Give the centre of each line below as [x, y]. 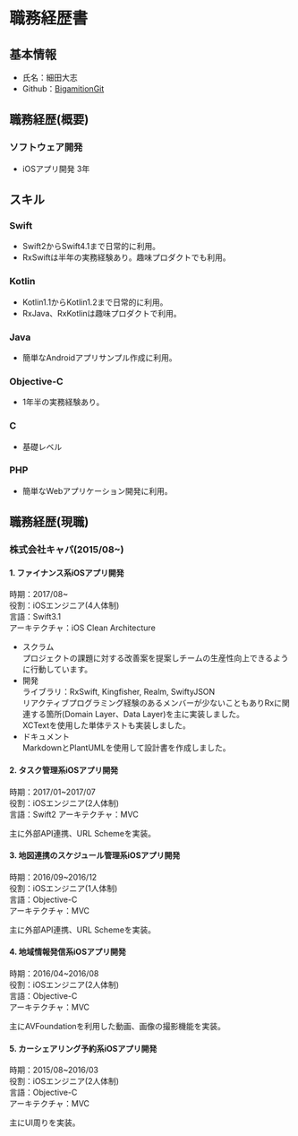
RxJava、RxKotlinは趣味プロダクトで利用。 [102, 313]
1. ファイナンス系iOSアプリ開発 [67, 572]
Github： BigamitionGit [63, 89]
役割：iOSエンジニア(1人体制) [64, 888]
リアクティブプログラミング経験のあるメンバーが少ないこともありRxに [152, 703]
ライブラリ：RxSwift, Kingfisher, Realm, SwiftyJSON [119, 692]
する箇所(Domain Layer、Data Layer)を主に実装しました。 [137, 715]
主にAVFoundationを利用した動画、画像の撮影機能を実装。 [118, 1026]
